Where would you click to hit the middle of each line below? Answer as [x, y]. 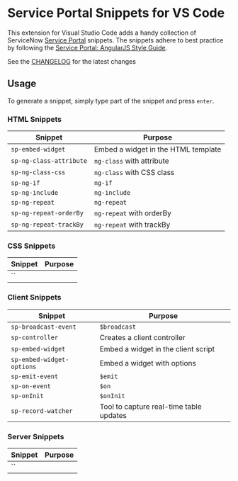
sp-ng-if [25, 183]
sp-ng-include [35, 193]
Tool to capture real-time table [151, 407]
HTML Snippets [35, 119]
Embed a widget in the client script [157, 349]
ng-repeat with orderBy [133, 213]
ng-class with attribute [131, 161]
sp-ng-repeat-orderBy [47, 213]
